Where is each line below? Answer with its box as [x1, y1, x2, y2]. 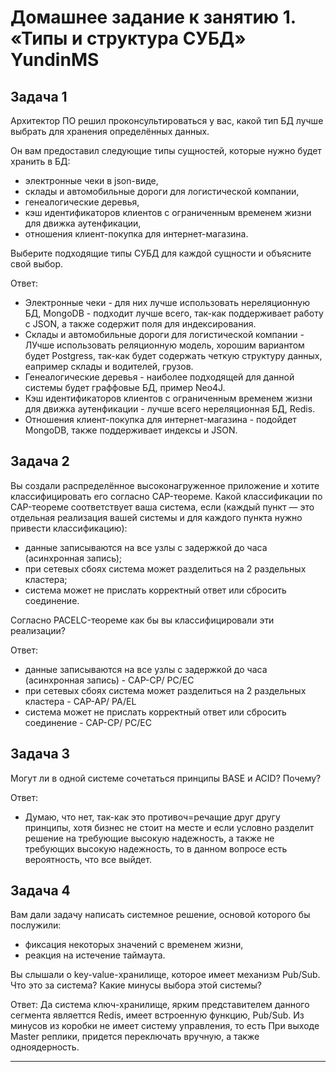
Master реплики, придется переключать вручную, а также [10, 1031, 260, 1043]
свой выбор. [10, 258, 64, 270]
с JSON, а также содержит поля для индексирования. [24, 318, 257, 330]
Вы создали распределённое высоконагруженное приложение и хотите [10, 479, 320, 491]
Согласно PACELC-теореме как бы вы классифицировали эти [10, 614, 275, 626]
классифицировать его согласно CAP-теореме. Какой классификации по [10, 490, 323, 502]
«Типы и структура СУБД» [10, 27, 247, 50]
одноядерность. [10, 1041, 80, 1053]
